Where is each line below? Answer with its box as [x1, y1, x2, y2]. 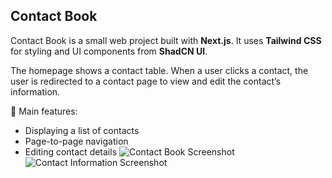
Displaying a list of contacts [24, 124, 140, 136]
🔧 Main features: [10, 105, 78, 117]
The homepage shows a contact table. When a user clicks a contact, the [10, 64, 309, 76]
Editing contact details [24, 145, 118, 158]
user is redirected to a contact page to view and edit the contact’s [10, 75, 282, 87]
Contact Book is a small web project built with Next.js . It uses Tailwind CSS [10, 34, 322, 46]
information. [10, 85, 61, 98]
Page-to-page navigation [24, 135, 129, 147]
